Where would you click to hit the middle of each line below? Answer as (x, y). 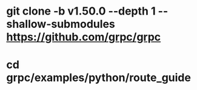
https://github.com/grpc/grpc (84, 37)
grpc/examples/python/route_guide (98, 78)
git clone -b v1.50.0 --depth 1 (81, 11)
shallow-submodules (61, 24)
